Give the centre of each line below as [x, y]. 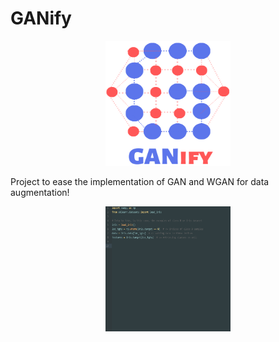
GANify [41, 18]
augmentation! [40, 192]
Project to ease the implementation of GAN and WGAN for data [140, 181]
